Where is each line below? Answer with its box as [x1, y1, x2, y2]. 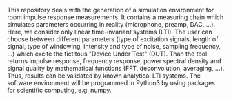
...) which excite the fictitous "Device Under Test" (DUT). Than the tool [7, 49, 208, 58]
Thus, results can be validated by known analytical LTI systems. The [7, 71, 201, 80]
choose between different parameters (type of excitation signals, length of [7, 35, 219, 43]
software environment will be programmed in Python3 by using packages [7, 79, 216, 87]
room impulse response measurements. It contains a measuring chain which [7, 13, 224, 21]
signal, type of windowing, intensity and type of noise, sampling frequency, [7, 43, 221, 50]
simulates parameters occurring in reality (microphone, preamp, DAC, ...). [7, 21, 216, 28]
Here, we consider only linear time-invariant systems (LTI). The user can [7, 27, 212, 36]
